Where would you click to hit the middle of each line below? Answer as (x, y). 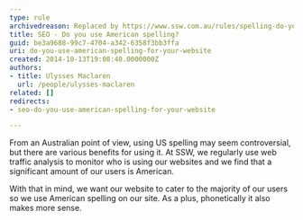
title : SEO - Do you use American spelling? (94, 34)
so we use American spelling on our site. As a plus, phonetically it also (140, 198)
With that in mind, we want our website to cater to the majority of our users (149, 189)
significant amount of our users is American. (92, 172)
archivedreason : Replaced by (64, 26)
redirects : (30, 101)
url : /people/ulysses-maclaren (76, 84)
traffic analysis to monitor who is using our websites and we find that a (141, 162)
